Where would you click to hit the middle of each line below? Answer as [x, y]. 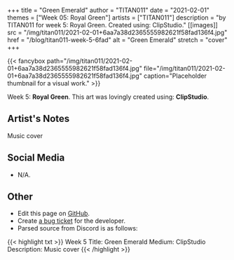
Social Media [36, 158]
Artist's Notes [39, 119]
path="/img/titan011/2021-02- [90, 61]
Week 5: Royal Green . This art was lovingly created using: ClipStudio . [108, 97]
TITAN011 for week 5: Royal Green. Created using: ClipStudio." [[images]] [113, 25]
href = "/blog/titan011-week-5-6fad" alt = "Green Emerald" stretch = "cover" [117, 40]
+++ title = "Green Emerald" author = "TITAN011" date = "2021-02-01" [109, 10]
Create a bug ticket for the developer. [71, 221]
